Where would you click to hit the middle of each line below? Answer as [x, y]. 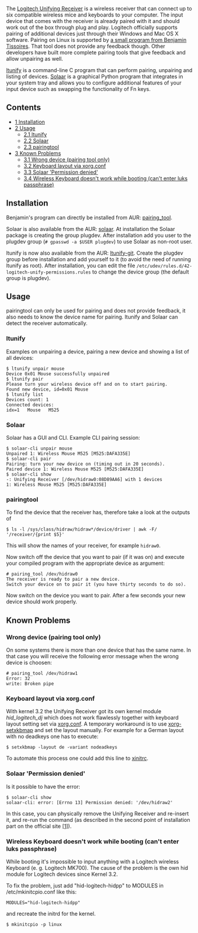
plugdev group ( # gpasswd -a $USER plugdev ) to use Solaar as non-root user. [99, 241]
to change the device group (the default [141, 272]
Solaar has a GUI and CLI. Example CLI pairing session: [73, 438]
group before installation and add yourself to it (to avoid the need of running [98, 259]
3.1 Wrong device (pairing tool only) [67, 160]
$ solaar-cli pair [29, 459]
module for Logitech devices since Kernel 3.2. [62, 874]
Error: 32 [18, 679]
